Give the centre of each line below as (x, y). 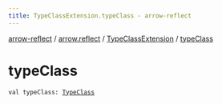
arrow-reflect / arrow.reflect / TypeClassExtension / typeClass (111, 38)
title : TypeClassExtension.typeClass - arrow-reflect (100, 16)
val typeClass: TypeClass (51, 92)
